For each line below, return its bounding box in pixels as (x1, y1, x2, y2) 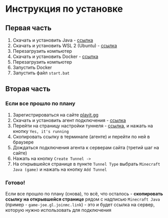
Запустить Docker (12, 65, 52, 70)
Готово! (5, 179, 26, 186)
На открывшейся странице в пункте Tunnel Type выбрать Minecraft (12, 161, 160, 167)
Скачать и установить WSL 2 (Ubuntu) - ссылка (12, 43, 117, 49)
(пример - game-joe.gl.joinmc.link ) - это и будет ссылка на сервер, (5, 201, 155, 208)
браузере (12, 139, 34, 145)
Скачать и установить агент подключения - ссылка (12, 117, 126, 123)
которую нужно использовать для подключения (5, 207, 111, 213)
